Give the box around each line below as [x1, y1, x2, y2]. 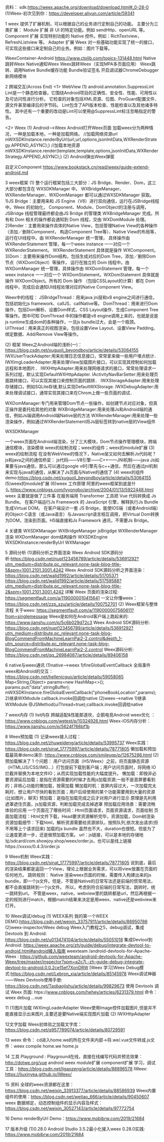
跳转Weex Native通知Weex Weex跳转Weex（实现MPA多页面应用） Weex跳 [5, 61, 156, 67]
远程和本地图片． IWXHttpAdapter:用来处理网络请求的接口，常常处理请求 [5, 365, 152, 371]
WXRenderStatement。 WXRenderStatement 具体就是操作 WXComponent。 [5, 247, 158, 253]
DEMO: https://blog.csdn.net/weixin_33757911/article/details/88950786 [5, 919, 148, 924]
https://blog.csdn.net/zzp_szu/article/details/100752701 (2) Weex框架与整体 [5, 601, 158, 607]
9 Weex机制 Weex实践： [5, 853, 55, 859]
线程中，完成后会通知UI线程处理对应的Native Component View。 [5, 284, 136, 290]
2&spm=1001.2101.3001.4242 [5, 589, 64, 595]
